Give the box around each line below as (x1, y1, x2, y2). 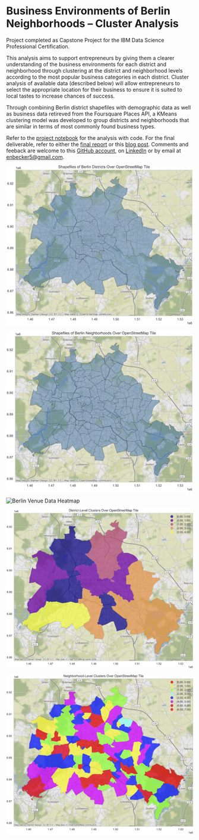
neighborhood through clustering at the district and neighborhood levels (6, 67, 183, 74)
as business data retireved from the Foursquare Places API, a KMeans (6, 110, 177, 117)
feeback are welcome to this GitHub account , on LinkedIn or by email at (6, 147, 181, 154)
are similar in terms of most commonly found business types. (6, 123, 156, 130)
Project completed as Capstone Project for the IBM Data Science (6, 36, 165, 43)
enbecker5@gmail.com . (6, 153, 65, 160)
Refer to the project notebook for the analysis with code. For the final (6, 134, 175, 141)
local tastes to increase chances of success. (6, 92, 115, 99)
